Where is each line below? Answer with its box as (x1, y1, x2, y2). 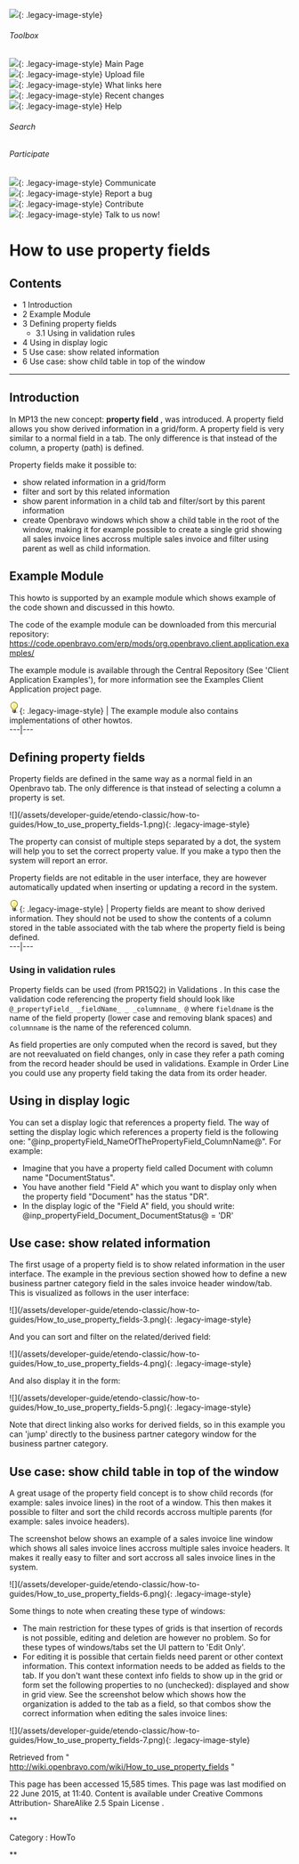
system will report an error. (9, 855, 109, 866)
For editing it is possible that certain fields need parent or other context (21, 1651, 284, 1662)
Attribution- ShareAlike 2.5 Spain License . (9, 1798, 165, 1809)
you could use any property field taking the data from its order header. (9, 1067, 267, 1078)
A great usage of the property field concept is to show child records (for (9, 1487, 274, 1499)
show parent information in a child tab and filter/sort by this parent (21, 495, 265, 507)
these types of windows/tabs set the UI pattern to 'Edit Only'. (21, 1642, 246, 1653)
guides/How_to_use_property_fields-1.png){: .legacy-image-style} (9, 819, 251, 830)
